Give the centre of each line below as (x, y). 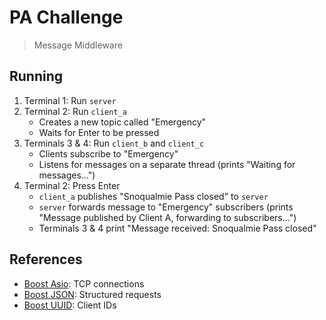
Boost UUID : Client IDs (70, 305)
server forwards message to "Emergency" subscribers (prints (166, 207)
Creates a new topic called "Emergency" (122, 122)
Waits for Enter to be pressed (99, 132)
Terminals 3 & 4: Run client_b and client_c (114, 143)
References (46, 259)
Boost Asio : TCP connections (84, 283)
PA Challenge (66, 17)
